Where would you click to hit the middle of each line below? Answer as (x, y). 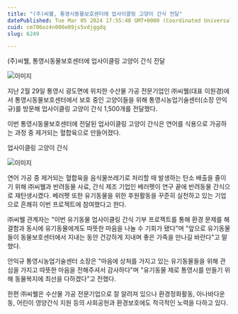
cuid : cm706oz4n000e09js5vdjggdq (57, 27)
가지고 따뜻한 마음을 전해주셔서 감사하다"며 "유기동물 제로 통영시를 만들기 (121, 270)
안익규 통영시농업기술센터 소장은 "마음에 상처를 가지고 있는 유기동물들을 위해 (113, 261)
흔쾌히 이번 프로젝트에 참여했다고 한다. (73, 204)
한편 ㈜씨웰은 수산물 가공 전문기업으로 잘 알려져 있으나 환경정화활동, (101, 294)
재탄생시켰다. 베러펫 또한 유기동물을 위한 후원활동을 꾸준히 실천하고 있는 (114, 196)
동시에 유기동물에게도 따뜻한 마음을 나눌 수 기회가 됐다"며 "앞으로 (116, 228)
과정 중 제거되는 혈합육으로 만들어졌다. (68, 133)
